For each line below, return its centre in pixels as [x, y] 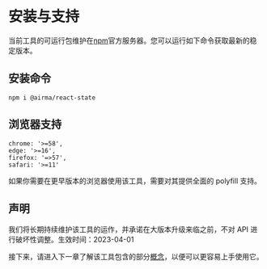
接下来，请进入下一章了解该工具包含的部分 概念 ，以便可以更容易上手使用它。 [136, 257]
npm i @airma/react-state [52, 98]
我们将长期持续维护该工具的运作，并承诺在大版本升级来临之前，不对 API [129, 229]
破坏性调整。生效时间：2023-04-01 [74, 240]
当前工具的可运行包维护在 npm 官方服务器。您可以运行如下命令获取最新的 [129, 40]
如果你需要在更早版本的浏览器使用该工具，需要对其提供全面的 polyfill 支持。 [135, 181]
